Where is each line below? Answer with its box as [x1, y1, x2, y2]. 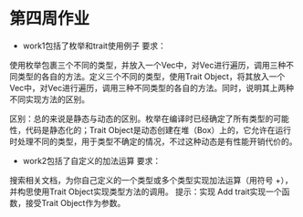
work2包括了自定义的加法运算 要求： [22, 155, 162, 166]
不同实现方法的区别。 [9, 93, 89, 105]
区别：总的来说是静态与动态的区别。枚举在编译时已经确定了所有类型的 [9, 113, 274, 124]
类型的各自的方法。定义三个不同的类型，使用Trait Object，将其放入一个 [16, 70, 286, 82]
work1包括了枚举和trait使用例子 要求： [22, 40, 166, 51]
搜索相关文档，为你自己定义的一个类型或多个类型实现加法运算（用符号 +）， [9, 174, 294, 185]
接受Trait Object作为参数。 [25, 197, 126, 208]
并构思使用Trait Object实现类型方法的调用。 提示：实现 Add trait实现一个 [9, 186, 282, 197]
